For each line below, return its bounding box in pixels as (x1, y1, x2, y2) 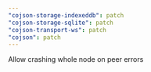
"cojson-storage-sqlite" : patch (8, 19, 113, 27)
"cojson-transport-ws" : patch (8, 26, 107, 34)
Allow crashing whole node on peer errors (8, 55, 144, 64)
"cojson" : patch (8, 33, 61, 41)
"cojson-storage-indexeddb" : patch (8, 11, 124, 20)
